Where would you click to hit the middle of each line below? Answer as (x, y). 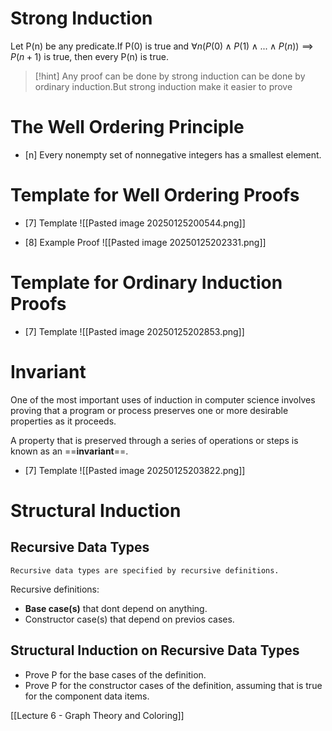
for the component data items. (87, 696)
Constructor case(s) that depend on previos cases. (129, 619)
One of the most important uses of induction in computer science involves (163, 399)
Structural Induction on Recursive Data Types (155, 650)
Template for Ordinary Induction (146, 283)
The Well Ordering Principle (127, 127)
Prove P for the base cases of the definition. (115, 674)
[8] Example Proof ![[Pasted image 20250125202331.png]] (145, 242)
